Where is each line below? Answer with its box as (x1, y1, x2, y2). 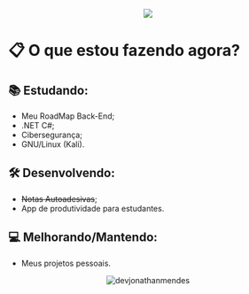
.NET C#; (20, 120, 55, 130)
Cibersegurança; (20, 129, 83, 140)
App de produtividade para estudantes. (20, 203, 165, 213)
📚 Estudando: (8, 82, 89, 97)
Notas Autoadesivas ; (20, 193, 98, 204)
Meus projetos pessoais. (20, 258, 112, 268)
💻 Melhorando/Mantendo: (8, 230, 159, 245)
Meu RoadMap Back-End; (20, 111, 115, 121)
